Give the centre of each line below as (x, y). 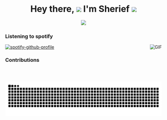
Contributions (22, 60)
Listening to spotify (29, 36)
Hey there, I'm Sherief (80, 9)
